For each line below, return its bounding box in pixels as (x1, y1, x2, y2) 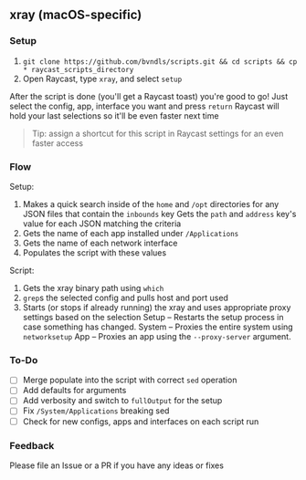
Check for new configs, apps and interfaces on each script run (22, 415, 259, 427)
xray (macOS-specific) (9, 7, 142, 23)
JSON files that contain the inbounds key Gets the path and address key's (22, 208, 297, 219)
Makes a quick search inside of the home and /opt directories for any (22, 198, 280, 209)
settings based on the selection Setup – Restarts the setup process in (22, 311, 284, 322)
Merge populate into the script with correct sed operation (22, 374, 237, 386)
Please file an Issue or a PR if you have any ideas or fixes (9, 460, 224, 471)
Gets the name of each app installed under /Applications (22, 227, 239, 238)
